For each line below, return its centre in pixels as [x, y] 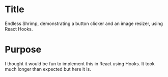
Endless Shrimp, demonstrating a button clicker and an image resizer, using [84, 23]
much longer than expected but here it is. [48, 69]
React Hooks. [19, 29]
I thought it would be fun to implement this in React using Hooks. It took [80, 63]
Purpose [23, 50]
